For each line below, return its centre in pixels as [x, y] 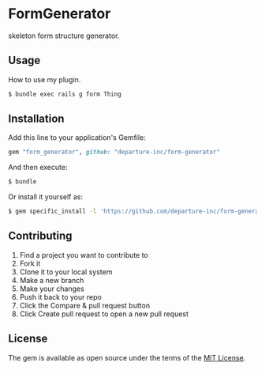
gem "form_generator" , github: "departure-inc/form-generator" [114, 152]
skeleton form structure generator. [64, 36]
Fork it [30, 263]
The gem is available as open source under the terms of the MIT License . [127, 357]
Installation [36, 119]
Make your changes [52, 289]
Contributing [40, 236]
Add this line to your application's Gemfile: [77, 138]
